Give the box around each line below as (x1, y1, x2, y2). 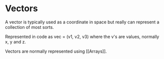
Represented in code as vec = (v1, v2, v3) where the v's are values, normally (5, 34, 160, 39)
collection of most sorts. (5, 24, 54, 30)
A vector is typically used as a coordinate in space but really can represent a (5, 19, 160, 25)
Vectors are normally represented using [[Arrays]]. (5, 48, 107, 54)
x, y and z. (5, 39, 26, 44)
